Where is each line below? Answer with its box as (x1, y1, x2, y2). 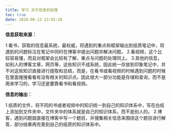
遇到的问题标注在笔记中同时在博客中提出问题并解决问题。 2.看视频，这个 (5, 49, 158, 55)
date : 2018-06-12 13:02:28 (5, 17, 63, 22)
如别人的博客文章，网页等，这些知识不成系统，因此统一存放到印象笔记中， (5, 62, 161, 68)
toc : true (5, 12, 26, 17)
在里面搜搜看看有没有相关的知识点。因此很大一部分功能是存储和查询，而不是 (5, 74, 166, 81)
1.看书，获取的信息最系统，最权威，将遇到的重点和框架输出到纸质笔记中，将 (5, 42, 164, 48)
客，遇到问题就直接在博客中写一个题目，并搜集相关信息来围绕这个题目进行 (5, 115, 161, 121)
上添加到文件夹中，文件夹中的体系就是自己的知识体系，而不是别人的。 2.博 (5, 109, 162, 115)
